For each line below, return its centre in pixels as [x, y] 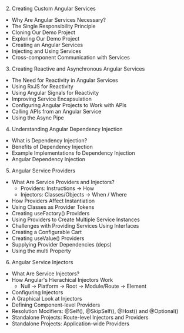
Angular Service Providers [43, 171]
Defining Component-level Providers [56, 305]
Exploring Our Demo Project [46, 39]
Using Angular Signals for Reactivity [55, 93]
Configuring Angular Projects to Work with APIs [69, 105]
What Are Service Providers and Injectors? [63, 182]
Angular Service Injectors [42, 262]
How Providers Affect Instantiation [53, 201]
